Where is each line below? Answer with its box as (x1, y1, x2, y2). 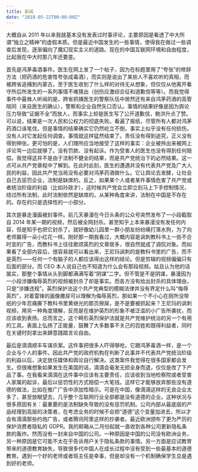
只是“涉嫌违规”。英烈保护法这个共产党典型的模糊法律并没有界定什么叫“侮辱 (6, 284, 189, 292)
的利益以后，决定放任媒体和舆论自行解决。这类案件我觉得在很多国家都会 (6, 356, 181, 363)
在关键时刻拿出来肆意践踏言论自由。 (6, 329, 94, 336)
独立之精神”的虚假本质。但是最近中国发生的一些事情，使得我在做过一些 (14, 38, 187, 45)
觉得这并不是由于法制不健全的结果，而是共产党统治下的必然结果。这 (21, 154, 187, 161)
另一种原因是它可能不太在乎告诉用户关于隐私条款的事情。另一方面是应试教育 (6, 437, 192, 444)
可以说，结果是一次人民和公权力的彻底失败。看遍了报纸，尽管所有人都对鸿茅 (6, 117, 192, 124)
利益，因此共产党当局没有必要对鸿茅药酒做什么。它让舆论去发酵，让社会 (16, 169, 192, 176)
